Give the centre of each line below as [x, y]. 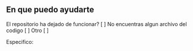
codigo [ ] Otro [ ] [28, 30]
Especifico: [20, 42]
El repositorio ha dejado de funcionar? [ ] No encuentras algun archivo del [96, 24]
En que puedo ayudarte [50, 10]
